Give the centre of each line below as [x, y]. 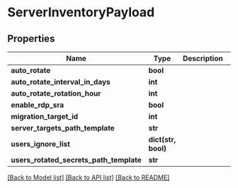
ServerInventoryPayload [81, 12]
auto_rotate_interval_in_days [61, 82]
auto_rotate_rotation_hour [56, 93]
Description [203, 59]
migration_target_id [45, 116]
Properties [31, 39]
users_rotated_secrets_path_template [76, 160]
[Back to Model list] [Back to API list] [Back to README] [89, 177]
